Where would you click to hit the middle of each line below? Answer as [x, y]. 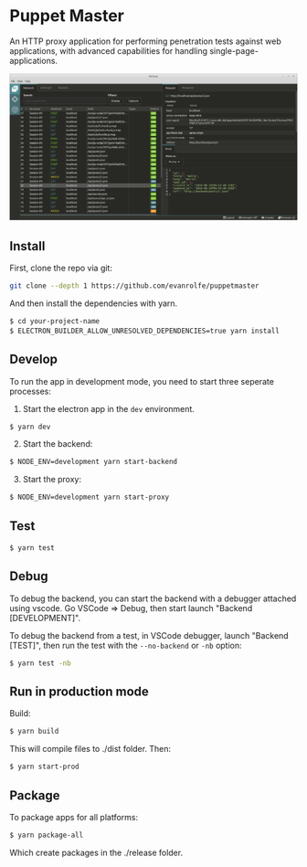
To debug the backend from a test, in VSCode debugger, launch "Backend [149, 635]
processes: [31, 391]
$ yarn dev [30, 427]
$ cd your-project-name [55, 322]
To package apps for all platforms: [74, 817]
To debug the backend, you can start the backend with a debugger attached [153, 598]
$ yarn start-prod [44, 767]
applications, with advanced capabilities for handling [109, 50]
